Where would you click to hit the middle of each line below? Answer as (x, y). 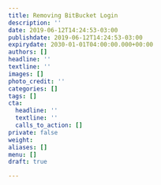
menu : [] (22, 154)
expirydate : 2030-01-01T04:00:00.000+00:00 (81, 45)
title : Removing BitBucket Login (63, 15)
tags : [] (22, 96)
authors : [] (28, 52)
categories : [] (33, 89)
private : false (33, 132)
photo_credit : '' (37, 81)
